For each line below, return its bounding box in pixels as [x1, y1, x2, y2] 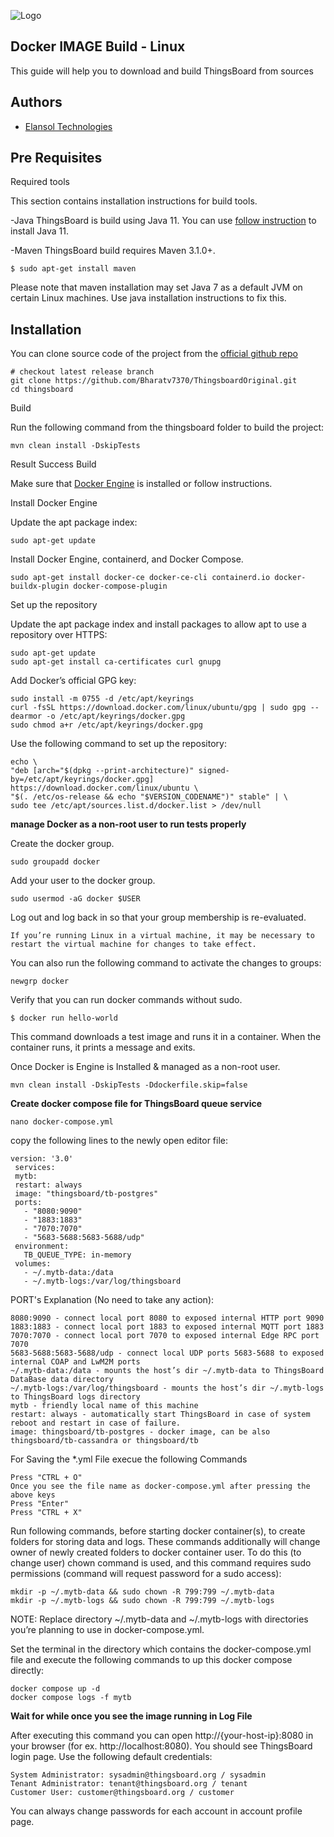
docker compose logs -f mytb [10, 1693, 132, 1703]
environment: [14, 1241, 70, 1252]
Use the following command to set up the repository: [10, 738, 227, 750]
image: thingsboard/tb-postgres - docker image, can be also [10, 1427, 271, 1437]
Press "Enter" [10, 1499, 70, 1509]
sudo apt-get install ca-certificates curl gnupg [10, 657, 222, 667]
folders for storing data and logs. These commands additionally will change [10, 1536, 321, 1548]
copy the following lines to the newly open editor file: [10, 1135, 229, 1147]
